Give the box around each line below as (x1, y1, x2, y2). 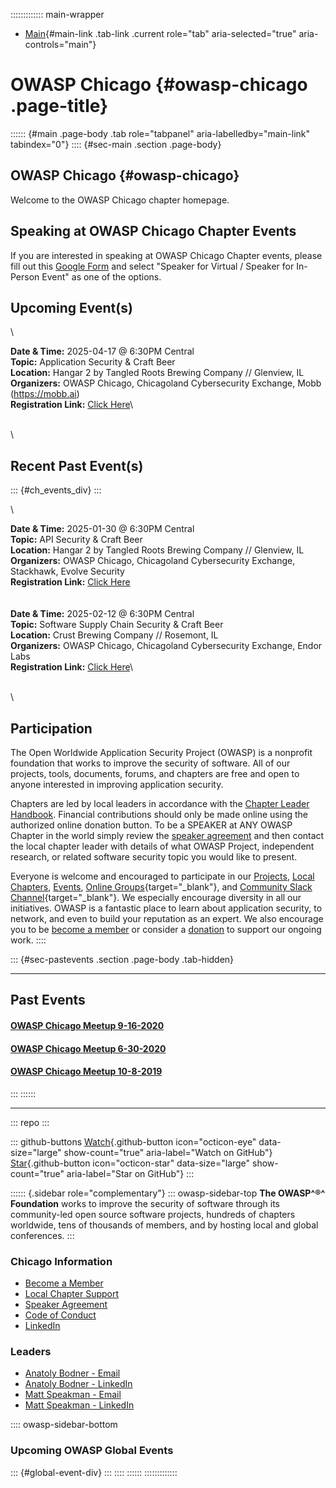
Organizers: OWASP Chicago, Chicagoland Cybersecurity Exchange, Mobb (10, 377, 322, 389)
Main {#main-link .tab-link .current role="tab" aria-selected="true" (24, 28, 297, 39)
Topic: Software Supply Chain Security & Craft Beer (10, 619, 224, 631)
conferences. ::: (10, 1229, 75, 1241)
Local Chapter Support (24, 1288, 120, 1300)
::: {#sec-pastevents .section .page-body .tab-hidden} (10, 954, 235, 965)
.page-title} (10, 95, 109, 118)
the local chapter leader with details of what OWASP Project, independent (10, 840, 315, 852)
